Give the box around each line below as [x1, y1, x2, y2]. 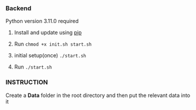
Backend [5, 4, 32, 12]
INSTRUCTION [5, 78, 48, 86]
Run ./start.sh [14, 63, 52, 70]
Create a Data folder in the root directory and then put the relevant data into [5, 92, 191, 99]
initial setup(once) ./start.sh [14, 52, 86, 59]
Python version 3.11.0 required [5, 18, 79, 25]
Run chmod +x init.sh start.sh [14, 40, 92, 48]
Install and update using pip [14, 29, 82, 36]
